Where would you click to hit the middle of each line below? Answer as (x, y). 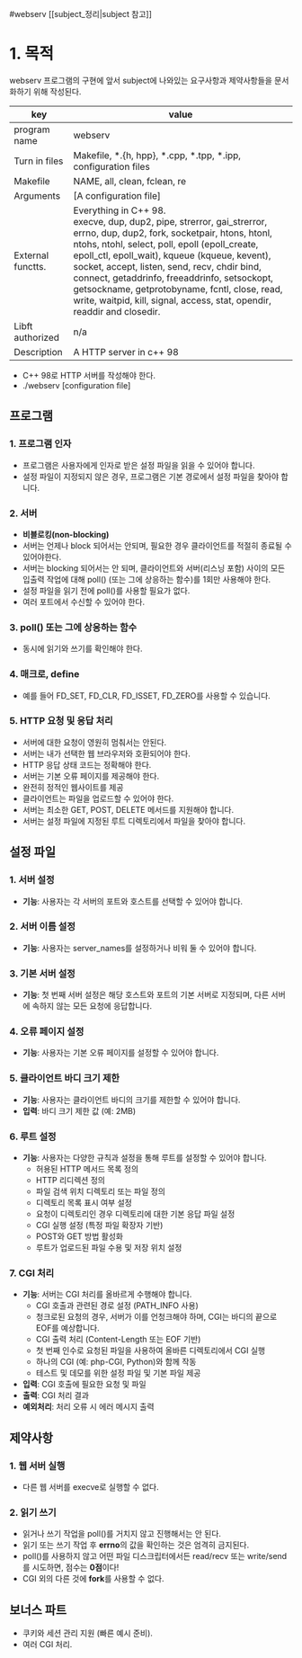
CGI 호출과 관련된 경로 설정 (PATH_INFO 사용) (117, 1306)
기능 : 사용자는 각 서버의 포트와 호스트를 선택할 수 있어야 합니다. (133, 901)
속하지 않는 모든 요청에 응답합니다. (92, 1006)
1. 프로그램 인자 (40, 444)
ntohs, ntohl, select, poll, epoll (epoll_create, (166, 244)
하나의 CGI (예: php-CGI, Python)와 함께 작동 (116, 1362)
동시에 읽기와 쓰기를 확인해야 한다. (82, 649)
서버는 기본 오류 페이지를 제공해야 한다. (91, 776)
